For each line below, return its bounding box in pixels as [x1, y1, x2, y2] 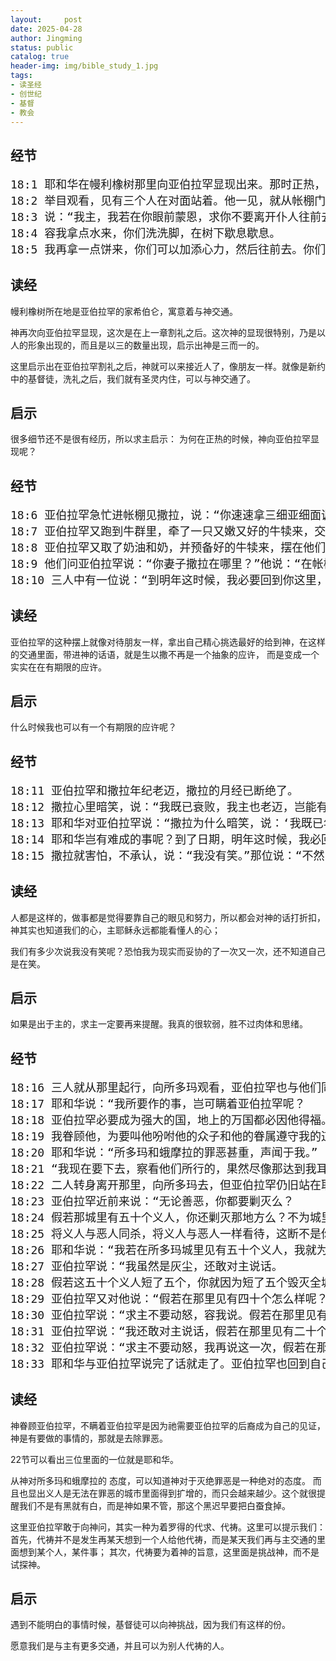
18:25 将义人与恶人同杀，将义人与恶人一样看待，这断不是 [10, 1226, 322, 1241]
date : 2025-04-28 [10, 24, 83, 34]
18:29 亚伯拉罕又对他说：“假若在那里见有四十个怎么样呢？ [10, 1291, 328, 1306]
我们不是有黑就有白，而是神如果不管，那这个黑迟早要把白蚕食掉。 [18, 1499, 291, 1511]
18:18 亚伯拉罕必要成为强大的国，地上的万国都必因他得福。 [10, 1112, 333, 1127]
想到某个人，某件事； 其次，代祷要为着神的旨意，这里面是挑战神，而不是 [18, 1546, 320, 1558]
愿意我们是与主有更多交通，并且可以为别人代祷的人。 [10, 1640, 230, 1652]
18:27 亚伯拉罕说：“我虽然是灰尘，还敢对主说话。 [10, 1259, 283, 1273]
